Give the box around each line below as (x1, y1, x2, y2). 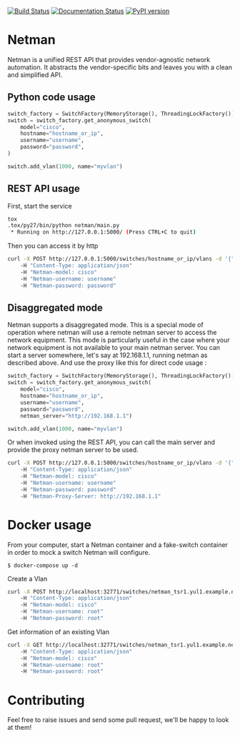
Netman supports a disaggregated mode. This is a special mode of (7, 321, 204, 329)
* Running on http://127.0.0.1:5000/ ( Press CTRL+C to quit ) (10, 229, 196, 236)
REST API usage (7, 183, 81, 195)
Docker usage (7, 516, 91, 533)
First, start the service (7, 201, 73, 210)
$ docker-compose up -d (7, 561, 79, 569)
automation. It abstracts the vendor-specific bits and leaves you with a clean (7, 63, 232, 71)
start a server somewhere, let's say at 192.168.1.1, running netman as (7, 351, 208, 360)
